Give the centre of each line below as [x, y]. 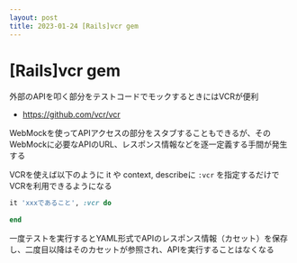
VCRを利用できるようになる [61, 186]
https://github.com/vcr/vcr [72, 114]
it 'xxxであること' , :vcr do [61, 204]
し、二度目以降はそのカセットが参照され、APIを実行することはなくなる [142, 249]
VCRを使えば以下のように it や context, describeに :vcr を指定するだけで [144, 175]
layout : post [34, 18]
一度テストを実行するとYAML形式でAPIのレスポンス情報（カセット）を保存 [148, 239]
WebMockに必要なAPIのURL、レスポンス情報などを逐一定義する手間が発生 [148, 144]
